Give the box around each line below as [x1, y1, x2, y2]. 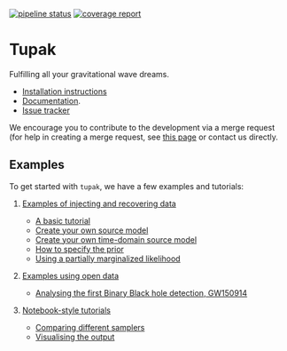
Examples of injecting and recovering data [21, 198, 177, 209]
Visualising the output [35, 331, 115, 342]
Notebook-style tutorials [21, 305, 111, 315]
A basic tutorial [35, 215, 91, 226]
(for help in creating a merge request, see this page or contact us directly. [9, 132, 279, 142]
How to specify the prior [35, 243, 124, 254]
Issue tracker [21, 105, 71, 116]
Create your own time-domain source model [35, 234, 198, 244]
